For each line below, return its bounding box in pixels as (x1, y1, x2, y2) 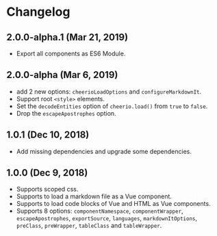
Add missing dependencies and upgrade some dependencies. (16, 147, 192, 155)
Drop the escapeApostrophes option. (16, 109, 117, 117)
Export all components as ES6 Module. (16, 49, 126, 57)
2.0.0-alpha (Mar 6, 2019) (6, 69, 118, 81)
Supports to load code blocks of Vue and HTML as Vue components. (16, 200, 211, 208)
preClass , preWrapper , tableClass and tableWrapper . (16, 222, 162, 230)
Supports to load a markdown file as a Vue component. (16, 192, 173, 200)
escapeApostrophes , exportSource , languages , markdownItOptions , (16, 214, 198, 222)
